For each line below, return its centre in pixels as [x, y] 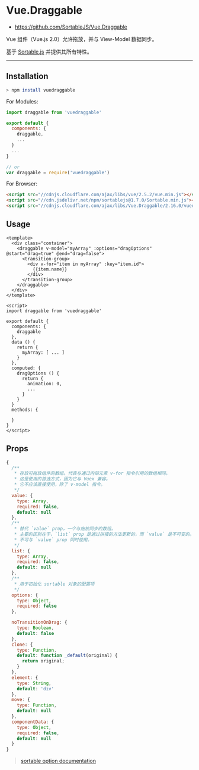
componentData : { [33, 722]
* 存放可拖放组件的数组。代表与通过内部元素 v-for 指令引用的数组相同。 [92, 473]
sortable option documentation [58, 761]
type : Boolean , [36, 628]
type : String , [34, 683]
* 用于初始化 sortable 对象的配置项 [54, 584]
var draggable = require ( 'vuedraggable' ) [58, 172]
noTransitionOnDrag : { [39, 623]
